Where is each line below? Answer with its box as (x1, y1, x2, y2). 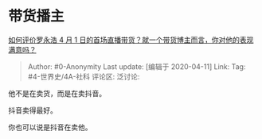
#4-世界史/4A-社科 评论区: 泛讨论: (27, 71, 140, 81)
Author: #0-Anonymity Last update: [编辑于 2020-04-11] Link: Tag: (27, 61, 246, 71)
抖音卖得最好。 (8, 105, 57, 115)
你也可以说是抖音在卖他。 (8, 122, 92, 132)
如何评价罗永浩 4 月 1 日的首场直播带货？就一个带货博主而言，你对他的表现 (8, 35, 254, 44)
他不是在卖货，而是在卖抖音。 (8, 88, 106, 98)
